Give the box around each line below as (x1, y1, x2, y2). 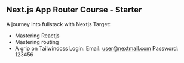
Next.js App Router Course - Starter (6, 5, 142, 15)
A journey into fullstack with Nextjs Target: (6, 20, 111, 27)
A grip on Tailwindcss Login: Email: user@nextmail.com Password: (14, 45, 179, 52)
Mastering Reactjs (14, 32, 60, 39)
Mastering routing (14, 38, 59, 45)
